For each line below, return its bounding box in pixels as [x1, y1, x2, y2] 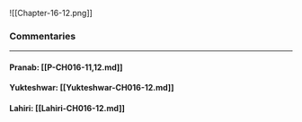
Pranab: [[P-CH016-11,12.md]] [9, 62, 123, 73]
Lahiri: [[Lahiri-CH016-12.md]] [9, 103, 126, 114]
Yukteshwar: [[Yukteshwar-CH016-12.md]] [9, 83, 174, 93]
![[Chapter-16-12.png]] [9, 8, 93, 18]
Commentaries [9, 30, 76, 42]
